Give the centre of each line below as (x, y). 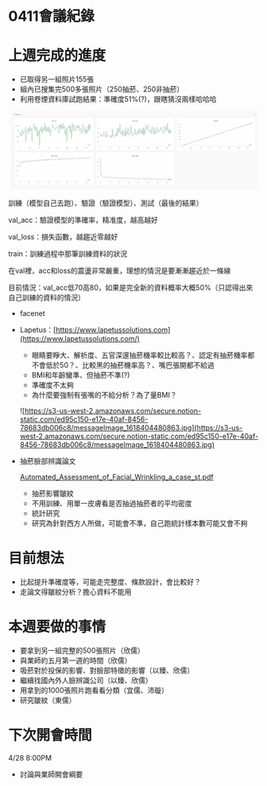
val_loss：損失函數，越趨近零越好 (63, 237)
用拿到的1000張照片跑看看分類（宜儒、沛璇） (94, 690)
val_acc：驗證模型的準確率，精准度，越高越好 (83, 220)
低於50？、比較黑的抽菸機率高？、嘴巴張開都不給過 (130, 365)
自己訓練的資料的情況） (46, 298)
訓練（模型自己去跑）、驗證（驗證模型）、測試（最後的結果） (106, 203)
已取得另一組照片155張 (57, 80)
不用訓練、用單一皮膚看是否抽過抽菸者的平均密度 (112, 504)
